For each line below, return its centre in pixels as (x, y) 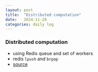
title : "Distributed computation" (43, 15)
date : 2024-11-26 (26, 19)
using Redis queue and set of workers (53, 53)
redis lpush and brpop (35, 59)
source (20, 64)
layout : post (19, 10)
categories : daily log (30, 24)
